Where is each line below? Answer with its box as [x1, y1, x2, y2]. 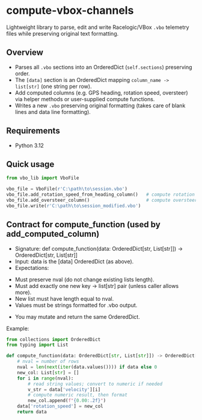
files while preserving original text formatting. [6, 30, 119, 37]
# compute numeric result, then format [28, 392, 128, 398]
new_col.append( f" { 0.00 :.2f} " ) [28, 398, 106, 404]
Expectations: [14, 264, 49, 271]
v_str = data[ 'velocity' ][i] [28, 386, 101, 392]
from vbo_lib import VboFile [6, 175, 79, 181]
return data [17, 409, 47, 415]
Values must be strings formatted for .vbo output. [14, 301, 138, 309]
